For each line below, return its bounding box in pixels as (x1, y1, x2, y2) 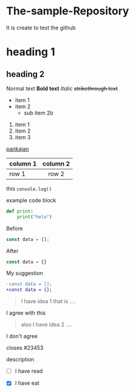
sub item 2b (23, 109, 54, 116)
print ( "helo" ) (17, 214, 52, 220)
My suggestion (6, 270, 43, 277)
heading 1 (6, 45, 55, 59)
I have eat (14, 379, 40, 387)
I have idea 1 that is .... (20, 298, 76, 305)
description (6, 356, 35, 363)
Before (6, 225, 23, 232)
